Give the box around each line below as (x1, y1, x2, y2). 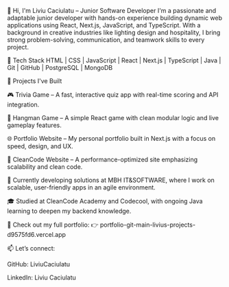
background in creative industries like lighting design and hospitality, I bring (7, 28, 221, 36)
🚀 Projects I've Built (7, 77, 62, 85)
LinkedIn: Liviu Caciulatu (7, 273, 77, 282)
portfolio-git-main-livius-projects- (99, 220, 196, 229)
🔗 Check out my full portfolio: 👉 (7, 220, 99, 229)
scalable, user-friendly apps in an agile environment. (7, 183, 156, 192)
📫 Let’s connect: (7, 244, 56, 252)
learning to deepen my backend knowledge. (7, 207, 132, 215)
